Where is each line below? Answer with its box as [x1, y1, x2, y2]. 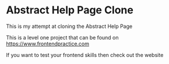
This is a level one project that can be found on [6, 34, 119, 41]
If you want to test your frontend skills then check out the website [6, 51, 164, 58]
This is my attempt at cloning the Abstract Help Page [6, 23, 133, 30]
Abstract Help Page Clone [6, 3, 134, 17]
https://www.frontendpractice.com [6, 40, 89, 47]
